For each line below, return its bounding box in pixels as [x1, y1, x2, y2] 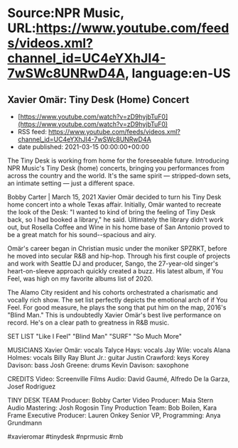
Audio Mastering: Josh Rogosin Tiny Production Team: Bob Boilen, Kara [7, 403, 217, 412]
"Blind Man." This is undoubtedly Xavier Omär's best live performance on [7, 311, 222, 319]
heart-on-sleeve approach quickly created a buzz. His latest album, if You [7, 267, 224, 275]
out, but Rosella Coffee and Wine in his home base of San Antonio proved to [7, 223, 230, 231]
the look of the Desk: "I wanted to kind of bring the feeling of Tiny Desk [7, 208, 216, 216]
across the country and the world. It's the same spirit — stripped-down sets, [7, 172, 231, 180]
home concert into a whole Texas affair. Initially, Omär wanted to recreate [7, 200, 222, 209]
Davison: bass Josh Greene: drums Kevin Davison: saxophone [7, 361, 190, 369]
